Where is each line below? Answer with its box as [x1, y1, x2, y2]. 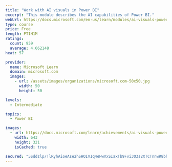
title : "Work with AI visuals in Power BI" [5, 7, 100, 13]
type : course [5, 22, 33, 27]
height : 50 [18, 88, 42, 93]
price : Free [5, 27, 31, 32]
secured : [5, 154, 24, 159]
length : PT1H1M [5, 31, 38, 36]
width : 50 [18, 83, 40, 89]
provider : [5, 59, 27, 65]
